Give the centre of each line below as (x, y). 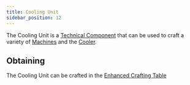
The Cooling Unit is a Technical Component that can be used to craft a (95, 35)
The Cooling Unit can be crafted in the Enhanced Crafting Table (86, 76)
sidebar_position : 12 (34, 18)
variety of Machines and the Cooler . (51, 42)
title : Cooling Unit (33, 12)
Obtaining (26, 61)
